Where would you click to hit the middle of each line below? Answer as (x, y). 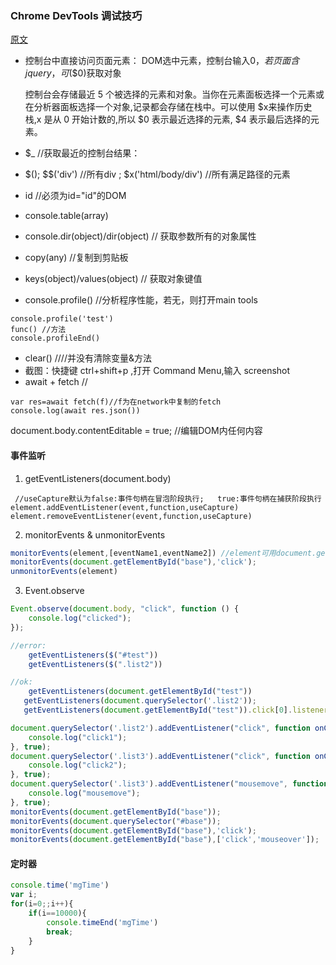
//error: (28, 645)
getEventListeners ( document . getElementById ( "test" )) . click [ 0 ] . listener (176, 710)
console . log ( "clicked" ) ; (80, 618)
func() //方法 (38, 330)
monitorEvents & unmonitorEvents (95, 534)
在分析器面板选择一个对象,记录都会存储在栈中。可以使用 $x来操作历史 (168, 107)
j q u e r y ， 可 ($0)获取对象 (73, 73)
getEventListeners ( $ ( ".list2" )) (95, 664)
